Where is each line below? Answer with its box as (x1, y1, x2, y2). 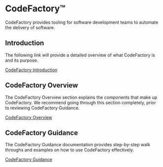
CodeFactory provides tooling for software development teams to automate (5, 19, 159, 25)
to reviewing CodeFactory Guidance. (5, 105, 80, 111)
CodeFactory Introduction (5, 67, 58, 73)
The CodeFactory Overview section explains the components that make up (5, 94, 158, 100)
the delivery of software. (5, 24, 55, 30)
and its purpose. (5, 57, 39, 63)
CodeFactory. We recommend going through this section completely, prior (5, 99, 157, 105)
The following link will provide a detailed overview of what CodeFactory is (5, 52, 156, 58)
